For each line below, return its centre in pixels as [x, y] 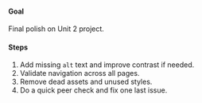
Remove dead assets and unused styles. [86, 82]
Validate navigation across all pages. [80, 73]
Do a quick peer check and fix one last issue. [93, 90]
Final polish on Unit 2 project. [56, 29]
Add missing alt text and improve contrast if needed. [107, 65]
